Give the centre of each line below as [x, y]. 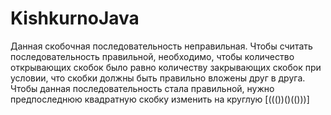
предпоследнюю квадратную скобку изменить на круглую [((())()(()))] [160, 99]
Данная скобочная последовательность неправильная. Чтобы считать [161, 46]
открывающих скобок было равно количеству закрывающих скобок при [166, 67]
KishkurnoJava [75, 18]
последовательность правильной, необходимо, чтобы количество [152, 56]
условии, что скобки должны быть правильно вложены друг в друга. [158, 78]
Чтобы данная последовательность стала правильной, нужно [142, 88]
